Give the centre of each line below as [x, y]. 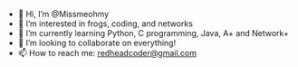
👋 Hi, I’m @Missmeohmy [63, 14]
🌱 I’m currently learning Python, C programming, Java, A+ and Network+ [154, 33]
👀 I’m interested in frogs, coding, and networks [105, 24]
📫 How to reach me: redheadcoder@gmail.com [107, 53]
